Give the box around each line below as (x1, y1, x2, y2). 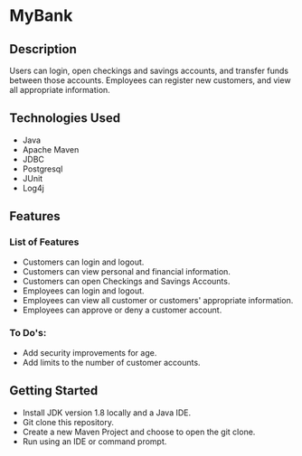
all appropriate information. (9, 85, 110, 95)
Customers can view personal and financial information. (22, 265, 231, 276)
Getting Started (9, 383, 99, 398)
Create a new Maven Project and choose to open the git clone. (22, 426, 256, 437)
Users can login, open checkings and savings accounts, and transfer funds (9, 65, 289, 76)
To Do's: (9, 327, 47, 340)
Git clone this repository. (22, 416, 115, 427)
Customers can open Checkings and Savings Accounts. (22, 275, 231, 286)
